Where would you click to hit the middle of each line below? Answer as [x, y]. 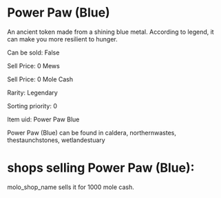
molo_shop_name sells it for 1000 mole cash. [71, 187]
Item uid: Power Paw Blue [43, 119]
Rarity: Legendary [33, 92]
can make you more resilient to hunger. [63, 39]
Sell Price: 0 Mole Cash [40, 79]
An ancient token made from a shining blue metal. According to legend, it [111, 32]
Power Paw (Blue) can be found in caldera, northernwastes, [92, 132]
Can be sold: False [33, 52]
